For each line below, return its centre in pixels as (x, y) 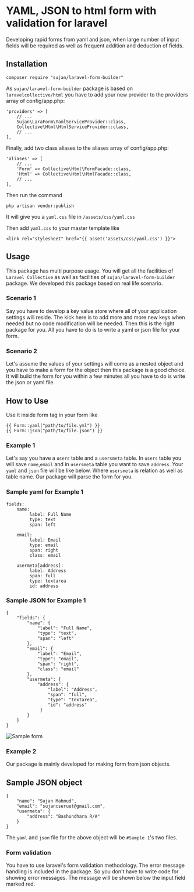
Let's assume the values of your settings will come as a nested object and (95, 364)
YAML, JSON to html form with (81, 11)
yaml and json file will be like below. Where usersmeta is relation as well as (95, 471)
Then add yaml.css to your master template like (63, 228)
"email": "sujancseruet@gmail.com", (61, 806)
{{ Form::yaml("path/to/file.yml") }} (53, 425)
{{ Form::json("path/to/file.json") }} (54, 430)
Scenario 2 (22, 351)
